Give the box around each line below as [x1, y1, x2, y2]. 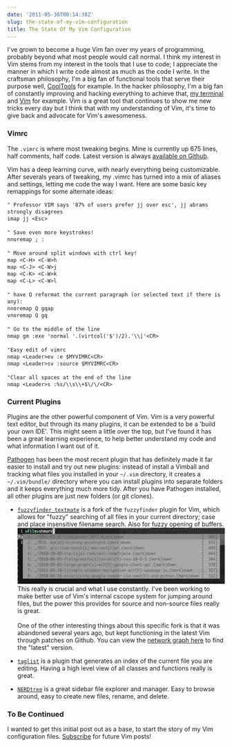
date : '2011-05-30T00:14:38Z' [7, 11, 95, 18]
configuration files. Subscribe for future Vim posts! [7, 732, 152, 740]
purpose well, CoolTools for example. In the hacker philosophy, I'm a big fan [7, 82, 223, 90]
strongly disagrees [7, 208, 64, 215]
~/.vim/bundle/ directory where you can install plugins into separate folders [7, 477, 223, 485]
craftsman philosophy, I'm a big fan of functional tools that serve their [7, 75, 205, 83]
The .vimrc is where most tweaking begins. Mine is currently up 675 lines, [7, 144, 218, 153]
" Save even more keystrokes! [7, 229, 95, 236]
